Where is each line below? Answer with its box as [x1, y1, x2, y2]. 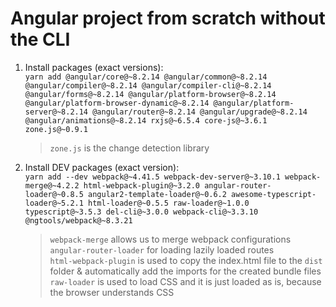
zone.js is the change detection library [49, 142, 210, 154]
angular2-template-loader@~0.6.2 [88, 189, 227, 199]
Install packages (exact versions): [24, 61, 164, 73]
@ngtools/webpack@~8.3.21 [24, 215, 133, 226]
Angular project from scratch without [10, 7, 326, 30]
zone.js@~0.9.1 [24, 124, 89, 134]
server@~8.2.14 [24, 107, 89, 117]
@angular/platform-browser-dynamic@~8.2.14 [24, 98, 210, 108]
